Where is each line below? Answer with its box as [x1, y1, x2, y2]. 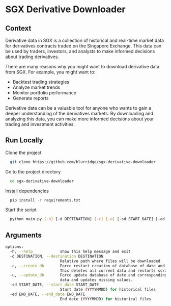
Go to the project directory [5, 168, 61, 174]
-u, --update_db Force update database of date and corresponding [10, 273, 167, 278]
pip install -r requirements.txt [10, 197, 81, 202]
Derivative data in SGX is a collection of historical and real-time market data [5, 37, 164, 43]
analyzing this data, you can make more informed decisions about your [5, 116, 154, 122]
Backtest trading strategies [12, 79, 70, 85]
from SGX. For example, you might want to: [5, 69, 96, 75]
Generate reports [12, 95, 49, 101]
